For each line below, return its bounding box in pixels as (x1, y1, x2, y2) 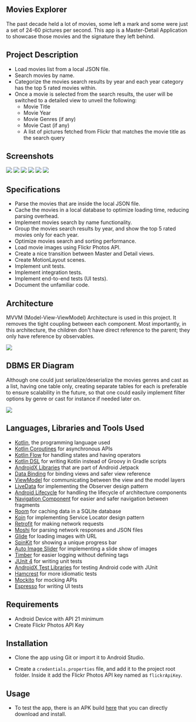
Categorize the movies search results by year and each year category (14, 78, 184, 85)
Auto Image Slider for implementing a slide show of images (14, 545, 157, 552)
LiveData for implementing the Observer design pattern (14, 482, 148, 490)
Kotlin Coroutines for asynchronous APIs (14, 445, 113, 452)
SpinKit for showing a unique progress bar (14, 539, 117, 546)
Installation (6, 638, 48, 649)
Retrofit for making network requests (14, 520, 104, 527)
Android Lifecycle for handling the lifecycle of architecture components (14, 489, 187, 496)
